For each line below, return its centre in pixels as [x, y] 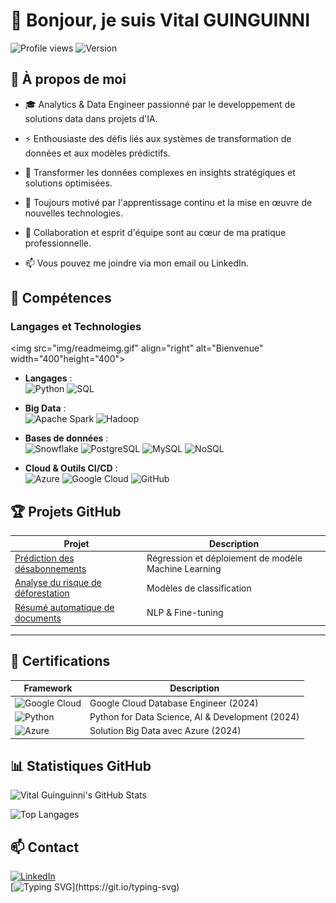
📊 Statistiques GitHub [81, 765]
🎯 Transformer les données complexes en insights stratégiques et [160, 172]
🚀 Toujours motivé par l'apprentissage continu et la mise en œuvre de [168, 202]
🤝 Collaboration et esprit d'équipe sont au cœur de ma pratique [155, 232]
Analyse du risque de [58, 583]
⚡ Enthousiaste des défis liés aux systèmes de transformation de [158, 138]
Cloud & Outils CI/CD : [71, 468]
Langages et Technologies [76, 327]
